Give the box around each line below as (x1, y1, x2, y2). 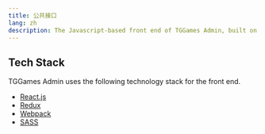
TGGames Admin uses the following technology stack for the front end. (8, 77, 241, 86)
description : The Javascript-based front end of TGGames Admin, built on (8, 26, 258, 34)
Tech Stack (8, 56, 65, 69)
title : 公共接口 (8, 11, 57, 20)
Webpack (19, 109, 52, 119)
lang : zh (8, 19, 37, 27)
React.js (19, 92, 47, 101)
